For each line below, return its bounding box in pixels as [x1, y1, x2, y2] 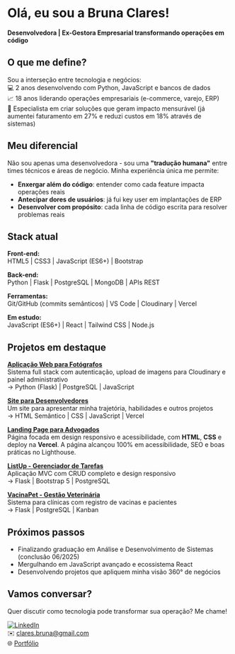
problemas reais [17, 210, 65, 218]
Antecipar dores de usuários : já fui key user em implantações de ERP [17, 195, 222, 204]
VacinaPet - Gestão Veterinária [7, 491, 101, 499]
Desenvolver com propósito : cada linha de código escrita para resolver [17, 202, 228, 211]
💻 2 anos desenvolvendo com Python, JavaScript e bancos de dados [7, 83, 211, 92]
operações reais [17, 187, 65, 196]
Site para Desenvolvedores [7, 397, 88, 405]
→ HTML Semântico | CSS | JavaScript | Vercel [7, 411, 144, 420]
